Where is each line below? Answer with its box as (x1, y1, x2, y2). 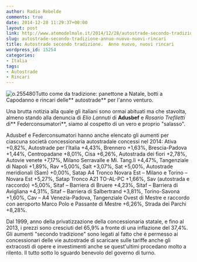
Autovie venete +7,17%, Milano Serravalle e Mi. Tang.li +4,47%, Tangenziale (6, 157, 189, 164)
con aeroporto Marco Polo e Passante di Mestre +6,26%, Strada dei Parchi (6, 200, 186, 207)
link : (6, 31, 19, 36)
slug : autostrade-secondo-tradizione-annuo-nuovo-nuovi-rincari (6, 36, 167, 42)
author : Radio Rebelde (6, 8, 62, 15)
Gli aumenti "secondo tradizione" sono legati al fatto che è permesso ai (6, 230, 178, 238)
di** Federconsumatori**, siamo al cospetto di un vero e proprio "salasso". (6, 120, 186, 127)
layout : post (6, 25, 38, 31)
